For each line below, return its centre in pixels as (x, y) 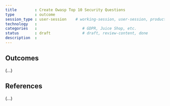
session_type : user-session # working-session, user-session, (77, 19)
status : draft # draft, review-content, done (77, 33)
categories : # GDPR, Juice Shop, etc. (71, 29)
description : (21, 38)
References (24, 86)
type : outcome (30, 15)
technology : (21, 24)
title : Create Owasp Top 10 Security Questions (65, 10)
